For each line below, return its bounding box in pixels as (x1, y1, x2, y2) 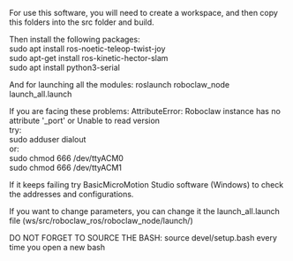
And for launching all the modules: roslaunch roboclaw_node (9, 80, 230, 89)
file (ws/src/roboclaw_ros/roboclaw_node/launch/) (9, 216, 193, 226)
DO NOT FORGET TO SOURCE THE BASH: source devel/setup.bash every (9, 233, 278, 242)
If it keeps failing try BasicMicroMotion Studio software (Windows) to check (9, 180, 284, 189)
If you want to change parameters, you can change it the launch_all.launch (9, 206, 281, 216)
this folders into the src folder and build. (9, 17, 154, 27)
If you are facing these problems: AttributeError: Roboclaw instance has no (9, 106, 281, 116)
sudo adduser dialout (9, 134, 86, 144)
